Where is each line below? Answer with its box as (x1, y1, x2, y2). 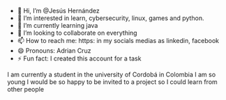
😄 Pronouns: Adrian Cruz (17, 47, 91, 55)
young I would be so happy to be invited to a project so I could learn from (7, 78, 218, 86)
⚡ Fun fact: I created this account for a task (17, 54, 142, 62)
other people (7, 85, 44, 93)
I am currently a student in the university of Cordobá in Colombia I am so (7, 70, 216, 78)
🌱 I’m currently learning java (17, 22, 98, 29)
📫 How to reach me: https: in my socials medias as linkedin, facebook (17, 37, 220, 44)
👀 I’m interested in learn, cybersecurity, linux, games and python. (17, 14, 204, 22)
